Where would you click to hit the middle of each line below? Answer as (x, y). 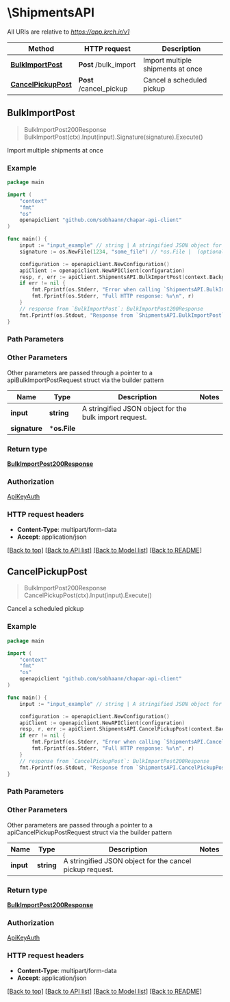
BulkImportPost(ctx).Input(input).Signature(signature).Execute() (113, 137)
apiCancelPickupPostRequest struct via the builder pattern (90, 832)
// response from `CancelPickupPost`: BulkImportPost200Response (115, 761)
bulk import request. (114, 417)
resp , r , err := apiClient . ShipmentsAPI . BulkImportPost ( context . (115, 277)
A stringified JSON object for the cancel (127, 860)
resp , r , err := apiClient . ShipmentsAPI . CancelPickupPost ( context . (117, 729)
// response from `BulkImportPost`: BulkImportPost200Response (112, 309)
